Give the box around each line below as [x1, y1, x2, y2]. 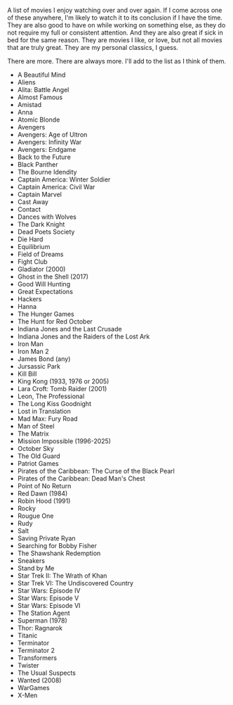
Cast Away [17, 198, 49, 206]
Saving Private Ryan [17, 534, 76, 542]
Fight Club [17, 258, 48, 266]
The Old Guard [17, 452, 61, 460]
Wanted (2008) [17, 676, 62, 685]
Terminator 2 [17, 647, 55, 654]
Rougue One [17, 512, 54, 520]
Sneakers [17, 557, 46, 565]
